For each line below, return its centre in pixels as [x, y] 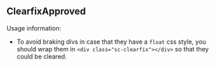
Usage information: [34, 28]
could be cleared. [42, 56]
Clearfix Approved [46, 11]
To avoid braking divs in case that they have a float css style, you [111, 42]
